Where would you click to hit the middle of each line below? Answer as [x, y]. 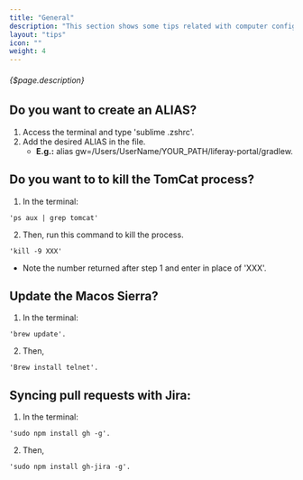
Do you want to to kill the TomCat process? [132, 180]
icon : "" [26, 43]
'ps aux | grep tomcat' [54, 217]
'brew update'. [38, 335]
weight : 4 [28, 51]
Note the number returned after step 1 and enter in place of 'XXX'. [144, 268]
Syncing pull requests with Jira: [100, 395]
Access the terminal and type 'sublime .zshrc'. [108, 132]
